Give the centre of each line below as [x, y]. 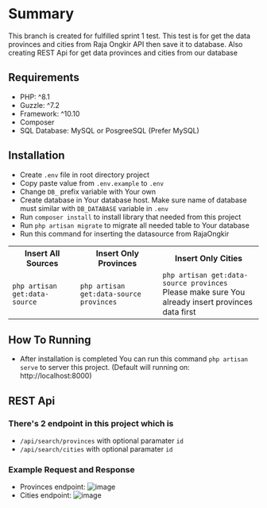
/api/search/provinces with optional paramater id [102, 441]
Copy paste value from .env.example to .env [92, 183]
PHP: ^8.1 [35, 97]
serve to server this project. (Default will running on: [105, 368]
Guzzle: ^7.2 [39, 105]
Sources [43, 263]
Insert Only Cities [209, 258]
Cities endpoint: [46, 495]
